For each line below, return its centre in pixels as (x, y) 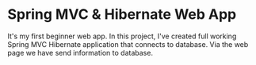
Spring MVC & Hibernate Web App (122, 14)
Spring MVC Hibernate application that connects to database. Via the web (128, 44)
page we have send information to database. (80, 52)
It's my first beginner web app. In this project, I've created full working (122, 36)
